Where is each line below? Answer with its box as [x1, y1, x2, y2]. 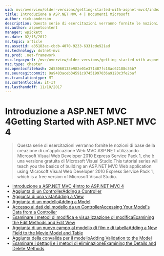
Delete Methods [12, 246, 45, 252]
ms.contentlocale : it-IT [5, 80, 56, 85]
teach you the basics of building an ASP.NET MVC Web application [17, 163, 152, 169]
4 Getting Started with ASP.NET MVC [5, 116, 157, 127]
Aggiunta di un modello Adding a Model [12, 199, 91, 205]
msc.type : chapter [5, 62, 42, 67]
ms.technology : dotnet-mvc [5, 48, 60, 53]
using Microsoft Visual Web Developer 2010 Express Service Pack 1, [17, 168, 154, 174]
